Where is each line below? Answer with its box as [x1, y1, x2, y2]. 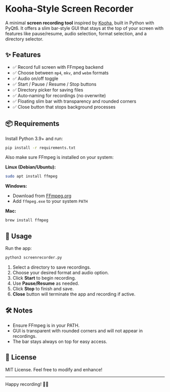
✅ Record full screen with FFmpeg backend [12, 64, 104, 70]
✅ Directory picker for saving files [12, 86, 83, 93]
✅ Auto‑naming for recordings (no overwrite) [12, 92, 106, 99]
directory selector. [5, 36, 44, 42]
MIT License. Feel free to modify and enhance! [5, 366, 103, 372]
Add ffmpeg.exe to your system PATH [12, 198, 88, 204]
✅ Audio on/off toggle [12, 75, 59, 81]
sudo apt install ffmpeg [5, 174, 58, 179]
